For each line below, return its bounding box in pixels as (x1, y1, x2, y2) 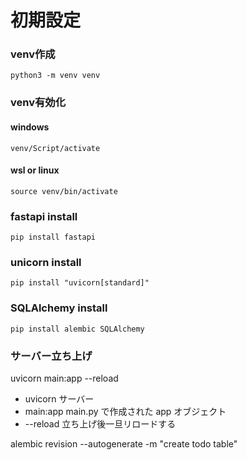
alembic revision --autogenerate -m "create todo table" (10, 438, 238, 450)
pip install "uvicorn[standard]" (10, 278, 150, 288)
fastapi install (10, 209, 78, 223)
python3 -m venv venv (10, 71, 101, 81)
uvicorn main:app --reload (10, 372, 119, 384)
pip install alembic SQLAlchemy (10, 324, 145, 334)
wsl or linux (10, 164, 60, 176)
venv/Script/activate (10, 143, 101, 153)
